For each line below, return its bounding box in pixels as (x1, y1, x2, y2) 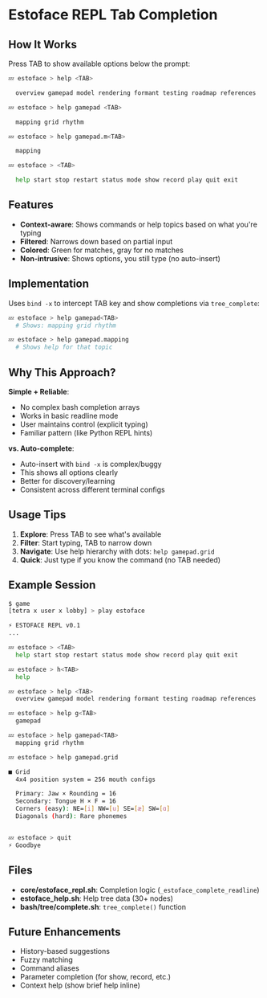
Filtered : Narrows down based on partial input (19, 236, 173, 246)
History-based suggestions (19, 947, 111, 956)
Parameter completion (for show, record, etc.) (19, 972, 171, 982)
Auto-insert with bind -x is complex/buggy (19, 459, 162, 468)
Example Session (8, 579, 96, 592)
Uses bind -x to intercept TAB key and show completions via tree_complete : (8, 298, 261, 308)
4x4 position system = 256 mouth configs (15, 775, 156, 783)
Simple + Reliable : (8, 387, 70, 396)
